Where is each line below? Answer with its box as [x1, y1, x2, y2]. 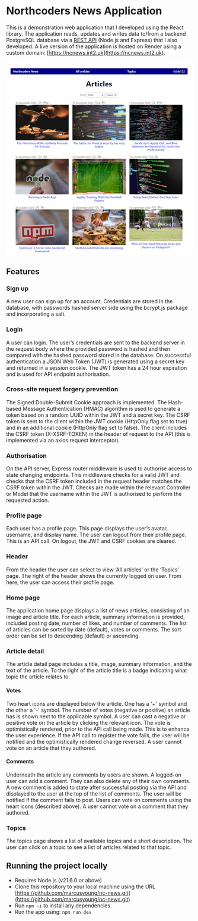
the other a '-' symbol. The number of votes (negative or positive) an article [6, 706, 191, 713]
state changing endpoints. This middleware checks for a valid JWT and [6, 471, 180, 479]
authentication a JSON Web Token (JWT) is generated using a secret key [6, 358, 185, 365]
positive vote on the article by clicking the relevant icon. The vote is [6, 719, 171, 726]
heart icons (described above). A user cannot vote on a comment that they [6, 803, 189, 810]
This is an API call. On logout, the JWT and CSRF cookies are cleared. [6, 537, 177, 545]
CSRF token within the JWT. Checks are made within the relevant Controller [6, 484, 191, 491]
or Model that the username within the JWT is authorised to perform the [6, 491, 182, 498]
